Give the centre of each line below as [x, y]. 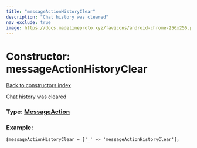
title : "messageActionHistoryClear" [51, 11]
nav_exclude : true [28, 22]
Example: [20, 128]
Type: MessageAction [38, 112]
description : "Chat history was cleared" [57, 17]
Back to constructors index [39, 85]
